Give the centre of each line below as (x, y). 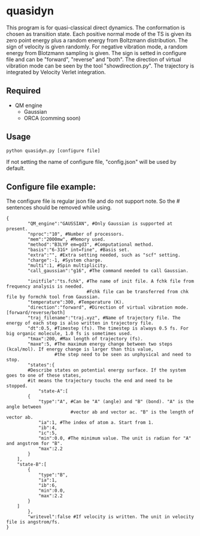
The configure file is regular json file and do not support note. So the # (93, 201)
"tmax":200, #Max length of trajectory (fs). (86, 339)
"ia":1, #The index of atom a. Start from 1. (96, 423)
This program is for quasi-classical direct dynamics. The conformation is (96, 28)
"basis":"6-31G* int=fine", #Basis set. (79, 250)
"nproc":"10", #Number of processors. (76, 234)
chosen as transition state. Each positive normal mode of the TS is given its (99, 33)
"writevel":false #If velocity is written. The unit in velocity (111, 517)
